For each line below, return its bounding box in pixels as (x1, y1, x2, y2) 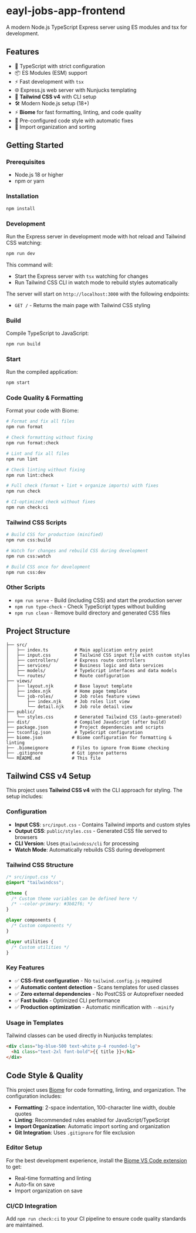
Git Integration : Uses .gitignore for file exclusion (14, 1129, 135, 1136)
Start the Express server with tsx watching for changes (14, 272, 148, 280)
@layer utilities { (6, 939, 54, 945)
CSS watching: (6, 239, 42, 246)
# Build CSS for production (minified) (6, 531, 104, 538)
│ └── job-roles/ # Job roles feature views (6, 693, 141, 699)
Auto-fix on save (14, 1181, 55, 1188)
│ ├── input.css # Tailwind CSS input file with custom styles (6, 652, 191, 658)
